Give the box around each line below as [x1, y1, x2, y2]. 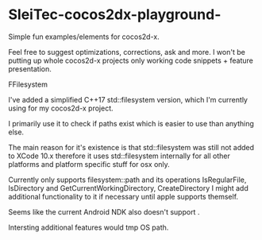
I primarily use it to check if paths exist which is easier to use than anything [8, 118, 254, 128]
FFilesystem [8, 79, 48, 89]
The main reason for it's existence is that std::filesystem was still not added [8, 142, 255, 152]
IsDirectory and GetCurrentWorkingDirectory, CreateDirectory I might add [8, 183, 249, 192]
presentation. [8, 64, 52, 73]
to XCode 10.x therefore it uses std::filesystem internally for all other [8, 151, 230, 161]
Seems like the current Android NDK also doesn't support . [8, 207, 200, 216]
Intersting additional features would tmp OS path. [8, 223, 169, 232]
